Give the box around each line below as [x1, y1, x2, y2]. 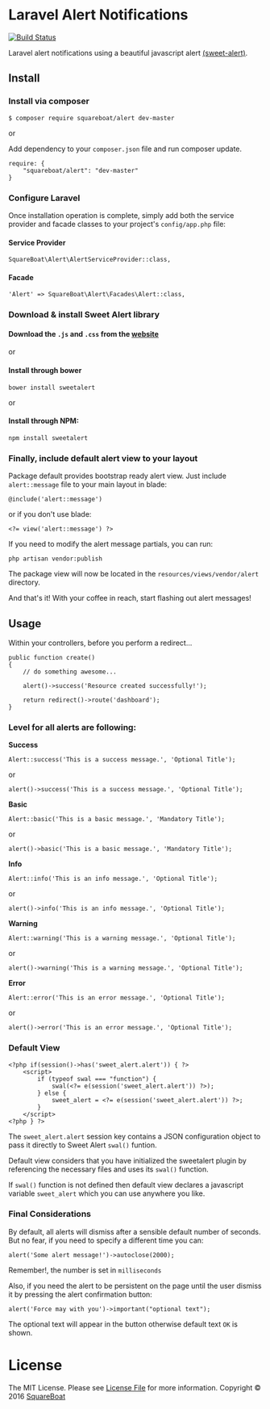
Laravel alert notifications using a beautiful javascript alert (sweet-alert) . [8, 48, 248, 57]
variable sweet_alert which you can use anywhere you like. [8, 1189, 206, 1198]
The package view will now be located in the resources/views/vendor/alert [8, 569, 260, 579]
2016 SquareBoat [8, 1391, 66, 1401]
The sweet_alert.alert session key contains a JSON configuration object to [8, 1131, 261, 1141]
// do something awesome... [23, 668, 117, 676]
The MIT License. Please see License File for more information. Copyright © [8, 1382, 262, 1392]
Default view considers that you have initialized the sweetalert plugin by [8, 1155, 247, 1165]
